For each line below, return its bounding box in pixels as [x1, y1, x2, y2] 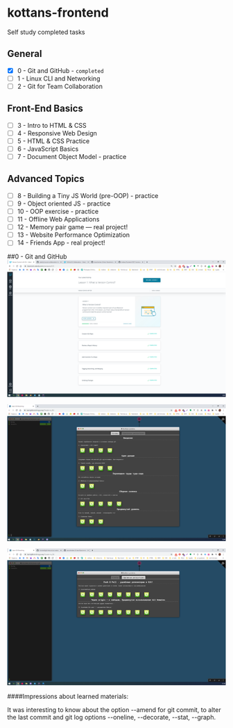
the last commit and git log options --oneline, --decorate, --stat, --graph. [7, 713, 216, 722]
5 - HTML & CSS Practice [17, 137, 90, 145]
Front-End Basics [7, 103, 83, 115]
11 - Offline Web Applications [17, 215, 100, 224]
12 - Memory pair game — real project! [17, 223, 128, 231]
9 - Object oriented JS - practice [17, 199, 111, 208]
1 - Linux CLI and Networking [17, 74, 101, 83]
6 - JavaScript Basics [17, 144, 79, 153]
